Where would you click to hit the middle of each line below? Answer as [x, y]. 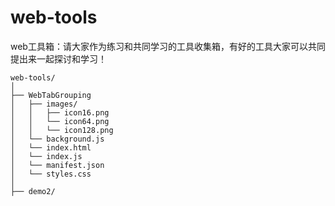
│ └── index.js [46, 156]
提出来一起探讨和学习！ [58, 58]
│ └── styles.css [51, 174]
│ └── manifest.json [57, 165]
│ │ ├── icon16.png [60, 112]
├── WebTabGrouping [51, 95]
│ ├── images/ [44, 104]
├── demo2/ [33, 191]
